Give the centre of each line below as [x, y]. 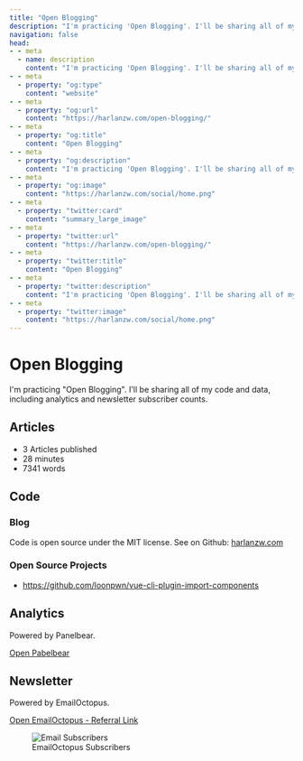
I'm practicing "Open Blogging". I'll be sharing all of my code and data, [140, 390]
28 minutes [43, 459]
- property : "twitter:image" [72, 311]
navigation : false [44, 34]
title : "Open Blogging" [54, 18]
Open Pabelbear [40, 653]
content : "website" [62, 93]
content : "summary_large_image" [86, 219]
